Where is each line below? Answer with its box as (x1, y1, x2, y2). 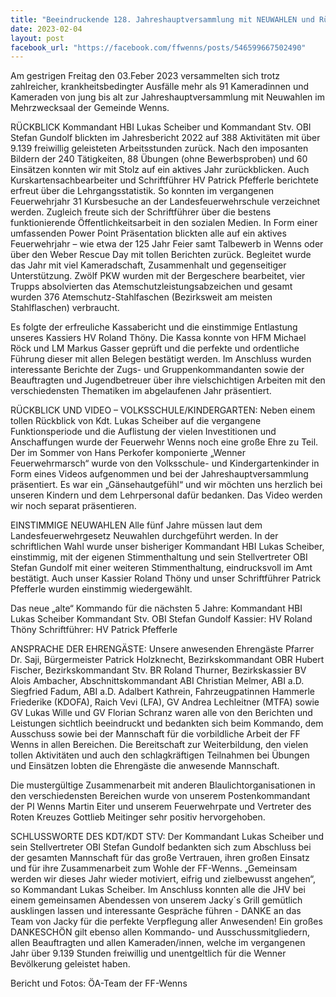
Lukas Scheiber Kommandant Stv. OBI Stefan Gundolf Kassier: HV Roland (10, 613, 313, 625)
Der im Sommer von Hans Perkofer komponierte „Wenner (10, 447, 246, 459)
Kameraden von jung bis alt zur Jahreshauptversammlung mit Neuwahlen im (10, 91, 325, 103)
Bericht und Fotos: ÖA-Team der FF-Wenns (10, 977, 188, 990)
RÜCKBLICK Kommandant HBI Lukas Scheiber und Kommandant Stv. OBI (10, 121, 312, 133)
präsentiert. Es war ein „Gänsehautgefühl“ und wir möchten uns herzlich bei (10, 479, 323, 491)
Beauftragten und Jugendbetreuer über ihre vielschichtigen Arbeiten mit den (10, 374, 326, 386)
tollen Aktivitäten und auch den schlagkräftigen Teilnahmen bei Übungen (10, 749, 310, 761)
